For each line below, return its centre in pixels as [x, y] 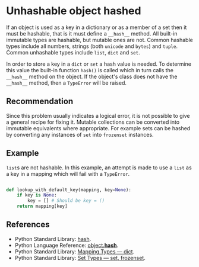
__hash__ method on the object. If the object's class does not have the [92, 76]
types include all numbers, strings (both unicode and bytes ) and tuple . [92, 46]
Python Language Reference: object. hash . [67, 245]
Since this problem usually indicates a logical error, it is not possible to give [98, 115]
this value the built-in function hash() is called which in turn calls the [90, 70]
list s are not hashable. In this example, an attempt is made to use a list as [99, 168]
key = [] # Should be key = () [66, 201]
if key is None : [37, 195]
